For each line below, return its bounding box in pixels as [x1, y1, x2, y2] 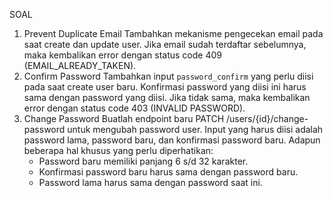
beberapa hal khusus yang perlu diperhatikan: [23, 145, 214, 156]
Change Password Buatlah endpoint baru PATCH [23, 113, 225, 124]
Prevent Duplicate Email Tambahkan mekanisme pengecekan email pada [23, 28, 324, 39]
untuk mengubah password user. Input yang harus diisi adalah [67, 124, 324, 135]
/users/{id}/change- [225, 113, 309, 124]
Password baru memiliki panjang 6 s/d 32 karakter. [38, 155, 249, 167]
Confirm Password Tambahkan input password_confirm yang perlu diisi [23, 70, 314, 82]
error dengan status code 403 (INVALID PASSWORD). [23, 102, 246, 114]
